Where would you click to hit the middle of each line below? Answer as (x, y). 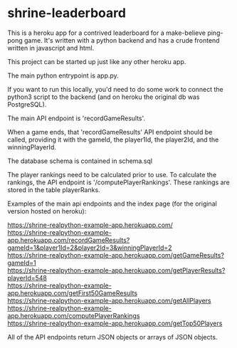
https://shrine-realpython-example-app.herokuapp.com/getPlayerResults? (116, 270)
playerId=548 (27, 278)
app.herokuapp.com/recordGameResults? (69, 240)
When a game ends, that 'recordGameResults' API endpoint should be (110, 132)
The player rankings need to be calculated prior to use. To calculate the (112, 174)
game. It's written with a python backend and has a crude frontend (122, 40)
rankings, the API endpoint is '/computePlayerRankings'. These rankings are (118, 182)
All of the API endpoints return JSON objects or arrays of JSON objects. (112, 337)
